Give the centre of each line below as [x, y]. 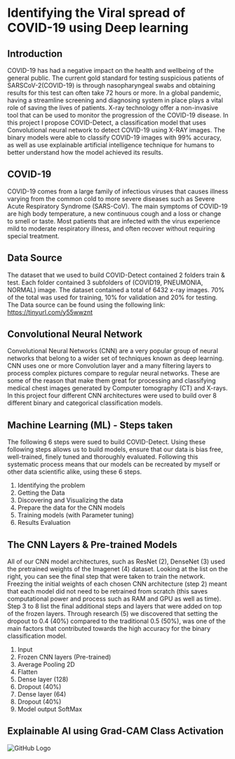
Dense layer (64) [42, 695]
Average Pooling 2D [46, 664]
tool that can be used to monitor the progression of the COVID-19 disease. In [118, 115]
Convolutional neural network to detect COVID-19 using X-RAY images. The [116, 130]
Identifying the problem [51, 486]
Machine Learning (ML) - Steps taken [90, 425]
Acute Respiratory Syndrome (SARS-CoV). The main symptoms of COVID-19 [117, 206]
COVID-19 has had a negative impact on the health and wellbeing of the [110, 70]
